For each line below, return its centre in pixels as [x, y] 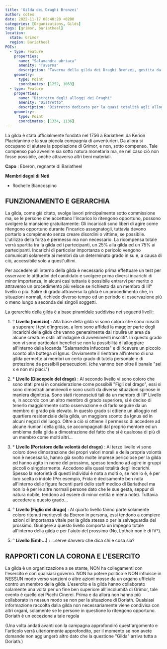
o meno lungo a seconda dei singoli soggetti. [51, 302]
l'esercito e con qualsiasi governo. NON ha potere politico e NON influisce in [83, 574]
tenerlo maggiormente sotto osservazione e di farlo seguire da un [80, 406]
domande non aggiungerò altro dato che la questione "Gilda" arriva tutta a [81, 636]
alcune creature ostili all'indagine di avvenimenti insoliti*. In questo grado [87, 338]
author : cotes [20, 14]
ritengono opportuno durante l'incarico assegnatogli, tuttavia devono [76, 229]
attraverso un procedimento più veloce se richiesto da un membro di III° [79, 286]
